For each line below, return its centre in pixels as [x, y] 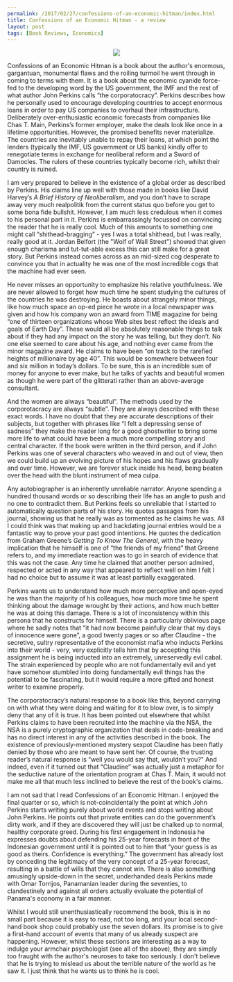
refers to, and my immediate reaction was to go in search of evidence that [113, 555]
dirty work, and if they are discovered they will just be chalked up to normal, [115, 825]
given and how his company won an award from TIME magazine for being [113, 314]
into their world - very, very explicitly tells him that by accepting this [104, 650]
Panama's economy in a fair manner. [59, 899]
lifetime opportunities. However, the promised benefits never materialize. [111, 132]
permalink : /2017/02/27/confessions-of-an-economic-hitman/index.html [111, 14]
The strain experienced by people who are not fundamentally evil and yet [112, 665]
